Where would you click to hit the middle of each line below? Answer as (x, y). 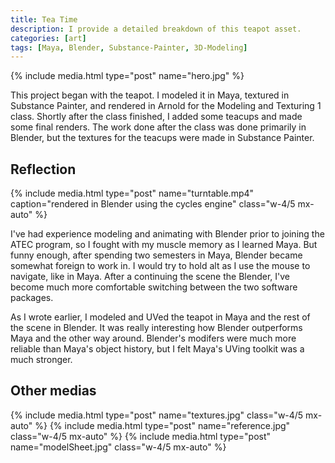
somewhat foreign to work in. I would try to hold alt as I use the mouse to (160, 266)
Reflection (43, 169)
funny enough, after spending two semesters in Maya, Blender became (156, 255)
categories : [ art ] (48, 38)
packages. (32, 298)
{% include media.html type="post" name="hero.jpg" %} (127, 76)
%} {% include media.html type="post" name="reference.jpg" (162, 425)
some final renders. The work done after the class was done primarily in (158, 127)
